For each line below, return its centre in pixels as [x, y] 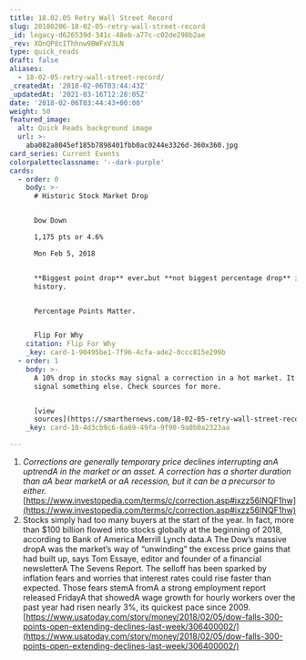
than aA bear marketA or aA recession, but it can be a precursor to [149, 481]
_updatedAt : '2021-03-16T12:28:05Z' [79, 94]
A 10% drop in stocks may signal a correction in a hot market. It [164, 378]
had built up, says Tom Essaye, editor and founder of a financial [142, 559]
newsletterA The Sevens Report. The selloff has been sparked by [144, 568]
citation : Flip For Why [71, 344]
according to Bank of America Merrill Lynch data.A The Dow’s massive [154, 539]
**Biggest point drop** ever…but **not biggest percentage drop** [162, 278]
